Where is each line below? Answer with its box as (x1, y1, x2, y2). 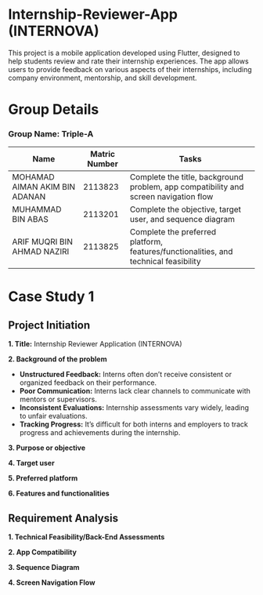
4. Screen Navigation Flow (8, 578, 95, 587)
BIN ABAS (12, 214, 49, 225)
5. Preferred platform (8, 473, 78, 483)
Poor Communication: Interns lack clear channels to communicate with (19, 386, 250, 396)
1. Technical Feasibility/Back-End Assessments (8, 532, 165, 542)
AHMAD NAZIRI (12, 246, 70, 257)
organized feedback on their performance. (19, 378, 157, 387)
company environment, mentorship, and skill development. (8, 73, 197, 82)
